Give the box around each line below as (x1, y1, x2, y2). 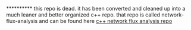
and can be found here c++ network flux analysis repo (39, 18, 173, 24)
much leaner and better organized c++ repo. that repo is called (6, 11, 161, 18)
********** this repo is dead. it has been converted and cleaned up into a (6, 5, 186, 12)
